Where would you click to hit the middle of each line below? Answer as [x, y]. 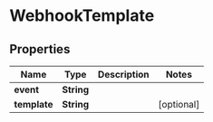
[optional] [179, 104]
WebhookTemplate [82, 16]
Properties [40, 49]
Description [124, 75]
